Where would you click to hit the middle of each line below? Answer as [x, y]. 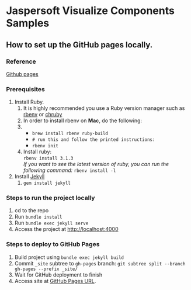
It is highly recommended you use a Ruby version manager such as [104, 108]
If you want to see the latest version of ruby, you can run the [96, 164]
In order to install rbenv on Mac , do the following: [82, 120]
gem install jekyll [47, 183]
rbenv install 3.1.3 [48, 158]
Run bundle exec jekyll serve [51, 223]
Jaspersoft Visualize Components [91, 11]
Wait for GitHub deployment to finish [58, 275]
